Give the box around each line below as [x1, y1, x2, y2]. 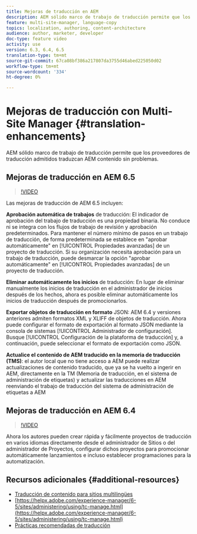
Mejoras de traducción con [6, 105, 140, 118]
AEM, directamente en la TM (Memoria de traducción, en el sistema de [6, 370, 178, 377]
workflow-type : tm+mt [6, 63, 59, 69]
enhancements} [6, 130, 86, 143]
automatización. [6, 458, 45, 465]
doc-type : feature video [6, 36, 67, 42]
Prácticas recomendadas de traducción [14, 522, 111, 529]
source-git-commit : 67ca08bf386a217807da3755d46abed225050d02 [6, 58, 162, 64]
